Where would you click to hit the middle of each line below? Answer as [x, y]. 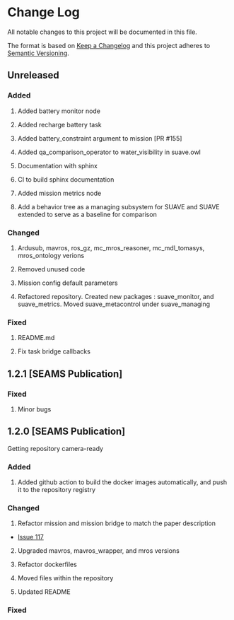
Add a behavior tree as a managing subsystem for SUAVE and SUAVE [119, 206]
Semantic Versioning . [38, 53]
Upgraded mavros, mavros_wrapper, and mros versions [99, 551]
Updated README [44, 592]
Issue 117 [31, 537]
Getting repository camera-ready [55, 448]
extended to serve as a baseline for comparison [87, 214]
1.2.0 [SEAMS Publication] [66, 432]
